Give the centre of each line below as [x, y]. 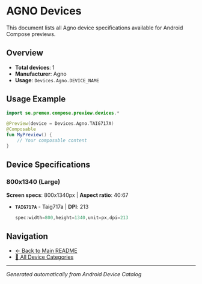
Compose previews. [31, 34]
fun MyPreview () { [29, 135]
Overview [25, 53]
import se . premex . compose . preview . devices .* [63, 113]
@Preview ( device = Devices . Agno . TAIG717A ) [60, 124]
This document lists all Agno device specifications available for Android [95, 28]
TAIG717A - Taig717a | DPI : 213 [52, 207]
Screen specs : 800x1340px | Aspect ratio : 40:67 [67, 195]
